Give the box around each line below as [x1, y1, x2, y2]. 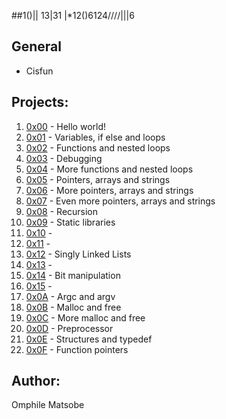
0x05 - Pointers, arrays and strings [25, 173, 171, 185]
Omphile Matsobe [11, 399, 85, 411]
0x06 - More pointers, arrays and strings [25, 184, 194, 196]
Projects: [11, 94, 69, 111]
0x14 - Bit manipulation [25, 269, 121, 281]
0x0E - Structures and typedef [25, 333, 153, 345]
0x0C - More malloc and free [25, 311, 146, 324]
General [11, 38, 63, 55]
